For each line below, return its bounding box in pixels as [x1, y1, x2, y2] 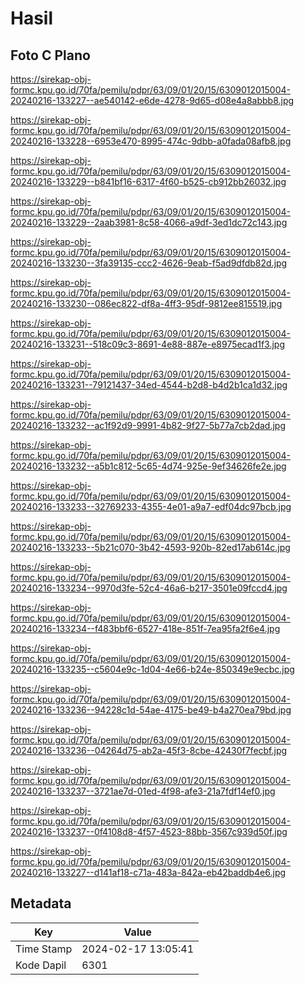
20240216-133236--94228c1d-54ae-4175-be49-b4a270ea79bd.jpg [10, 704, 292, 716]
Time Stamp [15, 942, 73, 956]
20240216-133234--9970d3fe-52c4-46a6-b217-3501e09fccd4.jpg [10, 582, 288, 594]
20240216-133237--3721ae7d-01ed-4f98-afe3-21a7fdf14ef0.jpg [10, 785, 276, 797]
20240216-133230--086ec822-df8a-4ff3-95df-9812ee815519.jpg [10, 298, 283, 309]
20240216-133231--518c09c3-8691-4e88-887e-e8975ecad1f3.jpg [10, 338, 286, 350]
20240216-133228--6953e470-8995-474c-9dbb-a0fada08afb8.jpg [10, 135, 292, 147]
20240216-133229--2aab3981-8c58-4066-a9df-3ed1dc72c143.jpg [10, 217, 288, 228]
